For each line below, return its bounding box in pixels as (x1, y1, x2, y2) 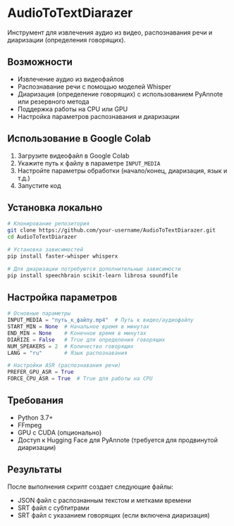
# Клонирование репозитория (7, 220, 90, 227)
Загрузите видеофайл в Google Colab (17, 151, 130, 160)
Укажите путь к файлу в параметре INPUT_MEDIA (17, 158, 161, 167)
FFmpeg (17, 420, 42, 429)
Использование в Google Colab (7, 132, 152, 145)
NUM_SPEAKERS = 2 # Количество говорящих (7, 343, 134, 350)
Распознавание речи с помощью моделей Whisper (17, 82, 171, 91)
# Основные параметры (7, 310, 71, 318)
